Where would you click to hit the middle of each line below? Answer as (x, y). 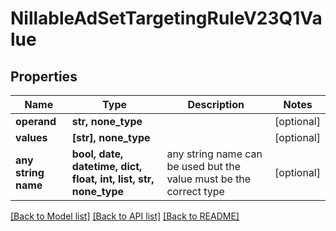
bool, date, (97, 154)
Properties (44, 76)
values (31, 137)
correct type (195, 191)
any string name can (214, 154)
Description (216, 104)
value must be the (209, 179)
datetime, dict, (107, 166)
